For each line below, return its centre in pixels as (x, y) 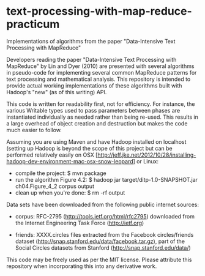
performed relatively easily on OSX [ (52, 155)
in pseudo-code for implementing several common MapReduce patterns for (102, 72)
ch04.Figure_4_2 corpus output (55, 186)
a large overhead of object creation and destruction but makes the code (97, 123)
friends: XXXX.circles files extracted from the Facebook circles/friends (104, 234)
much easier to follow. (34, 130)
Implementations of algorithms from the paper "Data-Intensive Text (91, 41)
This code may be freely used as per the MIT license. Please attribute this (99, 259)
